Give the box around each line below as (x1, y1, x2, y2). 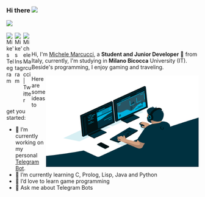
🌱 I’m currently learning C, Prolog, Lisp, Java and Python (15, 171, 157, 179)
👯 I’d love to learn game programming (15, 178, 110, 185)
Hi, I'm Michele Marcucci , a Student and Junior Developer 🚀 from (31, 50, 198, 58)
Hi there (6, 6, 31, 15)
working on (15, 139, 44, 146)
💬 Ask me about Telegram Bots (15, 184, 93, 192)
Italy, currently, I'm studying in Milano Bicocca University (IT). (31, 57, 187, 64)
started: (6, 114, 26, 122)
